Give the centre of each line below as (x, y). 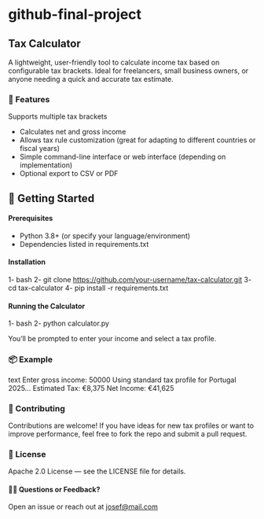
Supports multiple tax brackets (58, 116)
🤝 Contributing (37, 408)
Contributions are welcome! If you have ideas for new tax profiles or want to (131, 425)
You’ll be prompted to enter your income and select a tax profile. (112, 339)
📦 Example (31, 359)
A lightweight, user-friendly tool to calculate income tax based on (114, 62)
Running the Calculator (46, 306)
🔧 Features (29, 99)
